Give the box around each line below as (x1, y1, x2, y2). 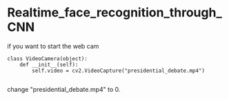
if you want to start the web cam (7, 42, 99, 50)
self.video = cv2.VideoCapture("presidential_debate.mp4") (32, 67, 206, 74)
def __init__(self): (19, 61, 79, 68)
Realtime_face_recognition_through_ (7, 5, 222, 21)
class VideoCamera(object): (7, 55, 88, 62)
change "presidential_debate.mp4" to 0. (7, 85, 121, 93)
